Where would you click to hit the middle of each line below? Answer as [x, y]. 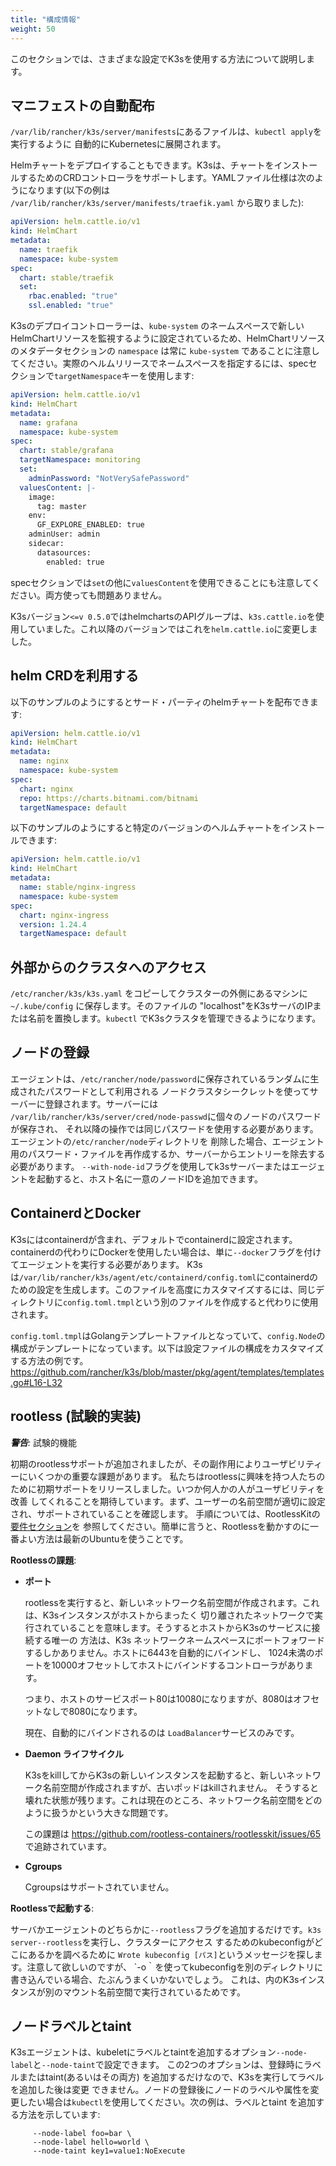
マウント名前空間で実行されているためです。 [154, 1992]
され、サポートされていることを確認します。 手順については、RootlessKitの [165, 1513]
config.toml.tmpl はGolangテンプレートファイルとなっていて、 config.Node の [168, 1335]
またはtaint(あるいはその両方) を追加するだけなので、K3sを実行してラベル [171, 2077]
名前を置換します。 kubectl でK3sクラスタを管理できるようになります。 [174, 1018]
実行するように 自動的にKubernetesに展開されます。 [118, 144]
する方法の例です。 [49, 1360]
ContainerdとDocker [76, 1213]
